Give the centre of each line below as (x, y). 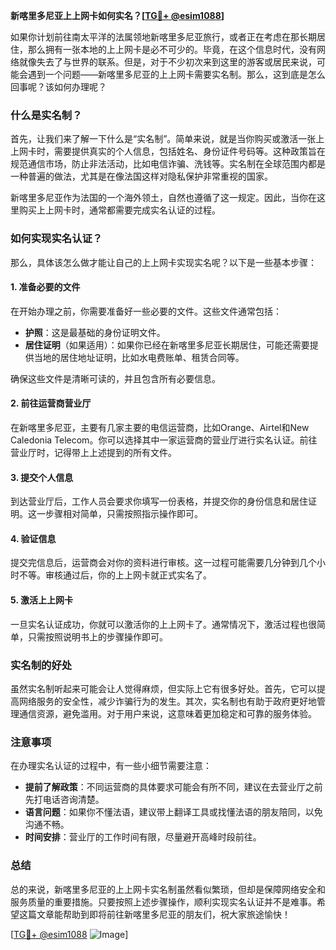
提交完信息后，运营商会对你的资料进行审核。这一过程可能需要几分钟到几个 (163, 563)
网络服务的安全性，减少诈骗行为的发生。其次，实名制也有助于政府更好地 (167, 701)
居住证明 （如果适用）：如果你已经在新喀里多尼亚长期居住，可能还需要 (167, 345)
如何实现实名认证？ (56, 239)
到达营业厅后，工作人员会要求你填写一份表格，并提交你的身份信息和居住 (159, 501)
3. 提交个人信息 (42, 477)
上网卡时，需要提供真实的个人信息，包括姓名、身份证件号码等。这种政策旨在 (168, 151)
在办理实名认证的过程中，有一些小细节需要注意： (111, 766)
